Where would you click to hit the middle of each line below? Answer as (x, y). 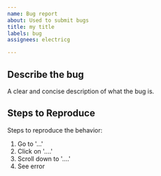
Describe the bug (45, 74)
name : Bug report (33, 14)
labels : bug (24, 33)
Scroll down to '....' (44, 158)
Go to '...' (30, 144)
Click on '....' (35, 151)
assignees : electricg (39, 40)
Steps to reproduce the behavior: (55, 130)
